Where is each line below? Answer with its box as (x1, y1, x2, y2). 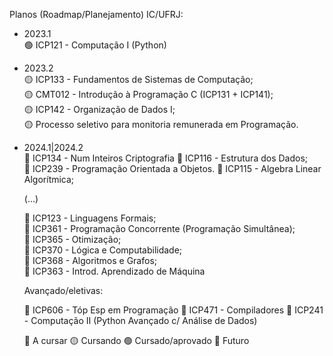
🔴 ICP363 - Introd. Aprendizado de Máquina (23, 265, 206, 277)
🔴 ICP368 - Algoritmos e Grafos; (23, 255, 158, 266)
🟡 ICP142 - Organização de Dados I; (23, 104, 176, 115)
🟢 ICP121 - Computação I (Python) (23, 39, 167, 51)
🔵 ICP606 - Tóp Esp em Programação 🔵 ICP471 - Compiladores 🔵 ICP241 (23, 304, 324, 316)
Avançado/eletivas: (23, 285, 104, 296)
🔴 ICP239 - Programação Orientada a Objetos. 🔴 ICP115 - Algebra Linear (23, 163, 322, 174)
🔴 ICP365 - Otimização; (23, 234, 122, 245)
